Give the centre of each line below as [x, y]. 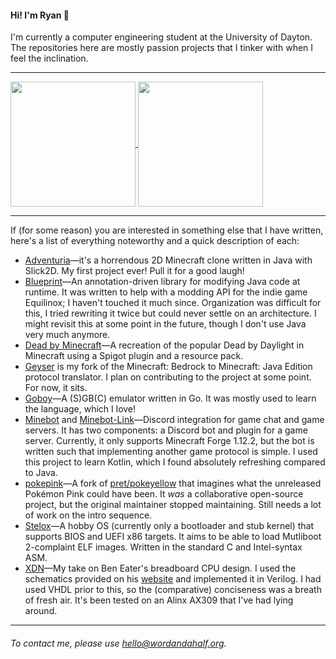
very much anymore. [67, 335]
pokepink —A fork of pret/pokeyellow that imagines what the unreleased [173, 483]
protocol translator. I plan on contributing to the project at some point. [168, 377]
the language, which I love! [80, 409]
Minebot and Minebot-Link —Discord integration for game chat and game [174, 420]
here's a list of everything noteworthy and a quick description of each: [155, 241]
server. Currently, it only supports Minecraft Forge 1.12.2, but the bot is [169, 441]
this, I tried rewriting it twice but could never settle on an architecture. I [170, 313]
